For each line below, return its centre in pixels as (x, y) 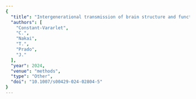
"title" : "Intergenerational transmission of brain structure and (93, 17)
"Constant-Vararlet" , (42, 28)
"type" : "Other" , (32, 76)
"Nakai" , (27, 38)
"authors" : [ (27, 22)
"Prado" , (27, 49)
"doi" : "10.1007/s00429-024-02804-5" (57, 82)
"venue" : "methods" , (36, 71)
